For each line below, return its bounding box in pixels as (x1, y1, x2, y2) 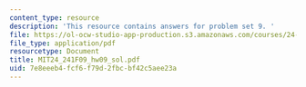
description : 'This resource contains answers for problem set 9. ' (9, 22, 275, 31)
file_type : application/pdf (9, 38, 117, 48)
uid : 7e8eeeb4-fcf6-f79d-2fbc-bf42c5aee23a (9, 64, 178, 73)
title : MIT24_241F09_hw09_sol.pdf (9, 55, 141, 64)
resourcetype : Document (9, 47, 100, 56)
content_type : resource (9, 13, 100, 23)
